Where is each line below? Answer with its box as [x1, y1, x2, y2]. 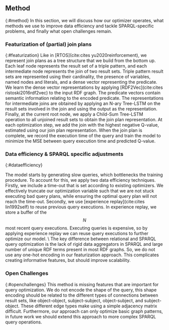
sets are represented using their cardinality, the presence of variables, [5, 74, 151, 80]
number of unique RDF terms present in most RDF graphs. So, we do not [5, 247, 155, 253]
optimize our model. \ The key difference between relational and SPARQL [5, 236, 156, 242]
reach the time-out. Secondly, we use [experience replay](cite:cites [5, 199, 145, 205]
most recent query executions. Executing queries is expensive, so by [5, 225, 148, 231]
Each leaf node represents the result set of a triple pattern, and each [5, 63, 147, 69]
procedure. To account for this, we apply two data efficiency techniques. [5, 177, 156, 183]
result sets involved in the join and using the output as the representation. [5, 106, 157, 112]
